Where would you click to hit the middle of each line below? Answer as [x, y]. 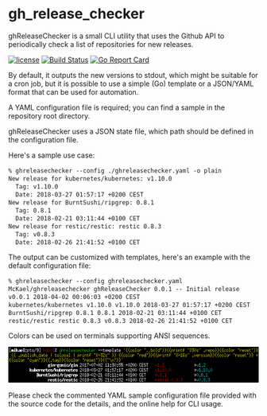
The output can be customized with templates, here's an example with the [129, 257]
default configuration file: [50, 265]
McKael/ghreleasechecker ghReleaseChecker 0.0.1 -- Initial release [124, 289]
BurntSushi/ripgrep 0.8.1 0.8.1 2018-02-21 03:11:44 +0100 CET [115, 313]
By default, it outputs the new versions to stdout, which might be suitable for [133, 75]
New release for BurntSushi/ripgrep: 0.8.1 [81, 202]
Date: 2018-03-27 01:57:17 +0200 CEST [80, 194]
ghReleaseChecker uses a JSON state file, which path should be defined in [131, 131]
